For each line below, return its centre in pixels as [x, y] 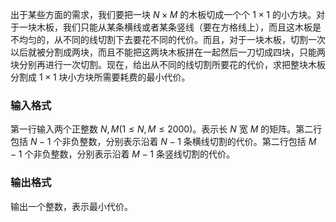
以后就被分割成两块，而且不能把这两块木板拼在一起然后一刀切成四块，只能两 [168, 52]
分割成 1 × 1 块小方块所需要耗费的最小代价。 [100, 77]
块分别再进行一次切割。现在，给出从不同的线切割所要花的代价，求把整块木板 [168, 64]
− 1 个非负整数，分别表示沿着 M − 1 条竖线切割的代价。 [122, 154]
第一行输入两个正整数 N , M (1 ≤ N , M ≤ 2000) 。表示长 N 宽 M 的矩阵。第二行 [166, 129]
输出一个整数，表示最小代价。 [71, 206]
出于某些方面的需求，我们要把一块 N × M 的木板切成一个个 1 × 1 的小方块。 [163, 14]
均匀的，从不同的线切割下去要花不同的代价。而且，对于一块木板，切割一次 [172, 39]
